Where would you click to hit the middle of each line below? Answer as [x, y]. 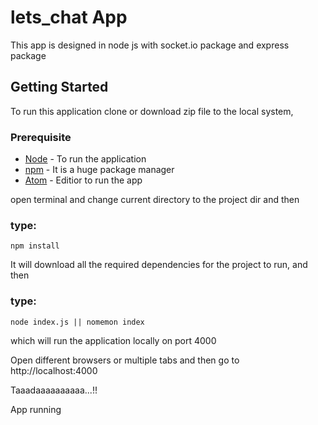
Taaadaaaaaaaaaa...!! [54, 390]
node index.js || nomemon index [77, 322]
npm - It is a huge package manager [99, 170]
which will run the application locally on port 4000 [113, 340]
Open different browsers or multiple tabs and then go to [125, 360]
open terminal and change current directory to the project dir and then [155, 200]
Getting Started [59, 87]
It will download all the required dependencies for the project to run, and [159, 265]
